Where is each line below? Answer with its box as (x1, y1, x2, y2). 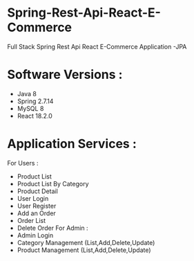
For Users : (7, 159, 39, 167)
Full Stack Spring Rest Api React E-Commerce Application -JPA (7, 42, 187, 51)
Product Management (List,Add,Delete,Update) (17, 246, 151, 254)
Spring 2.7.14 (17, 97, 54, 105)
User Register (17, 201, 57, 210)
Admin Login (17, 231, 54, 240)
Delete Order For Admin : (17, 224, 88, 232)
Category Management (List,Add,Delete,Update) (17, 238, 155, 246)
